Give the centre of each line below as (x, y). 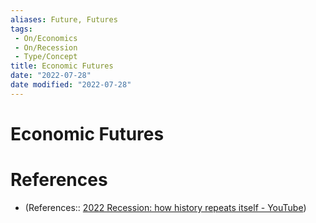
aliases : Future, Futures (64, 19)
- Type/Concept (46, 57)
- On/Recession (46, 47)
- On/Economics (46, 38)
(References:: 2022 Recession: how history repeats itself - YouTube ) (165, 207)
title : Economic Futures (62, 66)
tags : (21, 29)
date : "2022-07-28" (51, 76)
